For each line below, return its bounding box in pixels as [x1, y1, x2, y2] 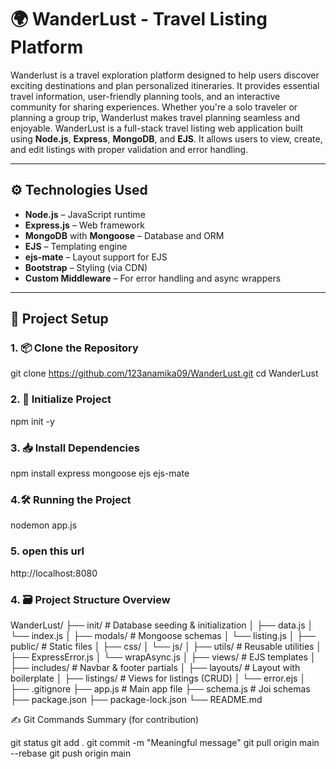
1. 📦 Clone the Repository [10, 341, 139, 355]
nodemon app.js [10, 519, 78, 531]
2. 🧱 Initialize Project [10, 392, 112, 406]
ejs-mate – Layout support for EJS [24, 251, 168, 263]
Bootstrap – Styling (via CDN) [24, 261, 148, 273]
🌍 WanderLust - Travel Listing [10, 8, 268, 31]
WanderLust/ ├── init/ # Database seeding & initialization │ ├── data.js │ [10, 619, 314, 631]
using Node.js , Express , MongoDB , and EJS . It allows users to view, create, [10, 132, 323, 145]
